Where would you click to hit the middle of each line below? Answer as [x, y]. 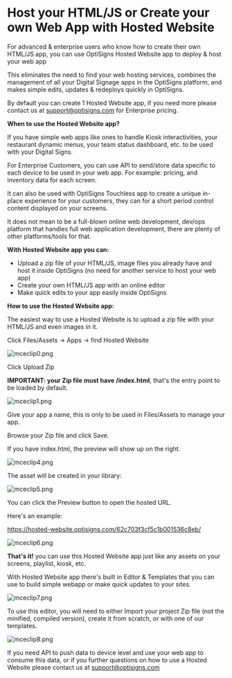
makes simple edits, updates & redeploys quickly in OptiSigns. [96, 89]
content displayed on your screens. [57, 208]
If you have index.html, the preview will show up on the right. [94, 449]
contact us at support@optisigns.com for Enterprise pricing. [93, 110]
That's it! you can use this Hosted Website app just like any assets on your [114, 556]
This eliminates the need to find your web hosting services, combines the [112, 75]
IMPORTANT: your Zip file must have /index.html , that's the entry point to [114, 380]
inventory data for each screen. [52, 180]
